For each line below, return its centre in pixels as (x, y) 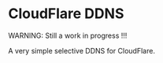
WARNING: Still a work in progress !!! (68, 35)
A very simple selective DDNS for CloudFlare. (82, 50)
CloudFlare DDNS (66, 14)
